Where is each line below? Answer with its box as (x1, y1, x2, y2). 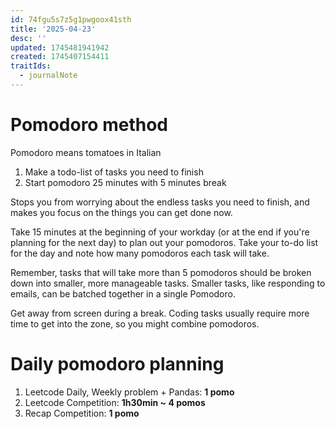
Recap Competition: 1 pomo (24, 407, 140, 419)
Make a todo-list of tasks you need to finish (24, 166, 204, 178)
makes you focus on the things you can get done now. (10, 206, 233, 218)
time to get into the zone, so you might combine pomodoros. (10, 317, 260, 330)
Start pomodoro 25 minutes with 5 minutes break (24, 176, 227, 188)
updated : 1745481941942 (10, 42, 110, 53)
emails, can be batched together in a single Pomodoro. (10, 287, 236, 300)
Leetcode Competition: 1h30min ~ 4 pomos (24, 396, 206, 408)
